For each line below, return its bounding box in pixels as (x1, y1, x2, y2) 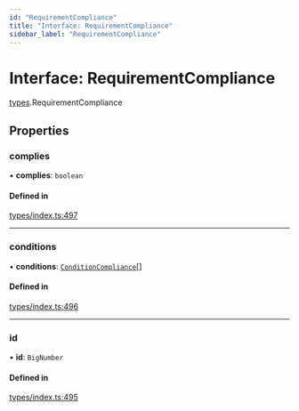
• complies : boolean (9, 170, 84, 181)
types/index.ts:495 (9, 392, 78, 403)
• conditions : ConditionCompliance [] (9, 261, 142, 271)
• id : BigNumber (9, 352, 64, 362)
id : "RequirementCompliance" (9, 12, 117, 22)
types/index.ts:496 (9, 301, 78, 311)
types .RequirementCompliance (9, 97, 123, 108)
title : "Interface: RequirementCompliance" (9, 21, 174, 30)
